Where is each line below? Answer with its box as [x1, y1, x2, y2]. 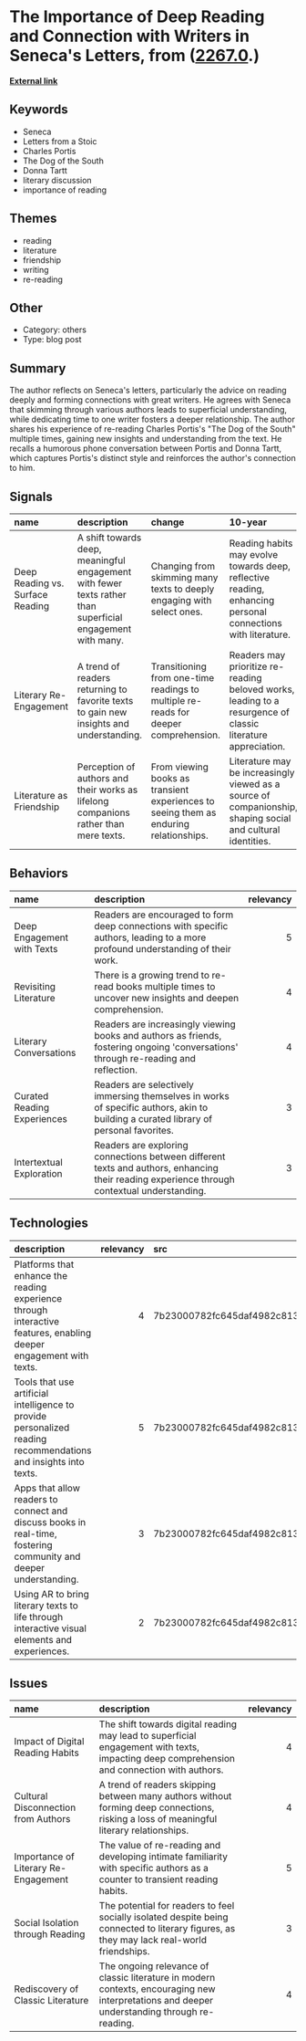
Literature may [229, 755, 291, 768]
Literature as [14, 790, 68, 801]
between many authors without [98, 1790, 232, 1803]
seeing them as [150, 806, 217, 819]
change [150, 516, 185, 529]
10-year [229, 516, 267, 529]
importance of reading [22, 184, 107, 195]
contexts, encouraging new [98, 1983, 216, 1995]
